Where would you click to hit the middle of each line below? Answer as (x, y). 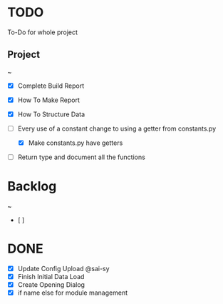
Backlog (32, 187)
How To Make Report (48, 100)
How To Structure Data (51, 114)
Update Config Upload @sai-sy (63, 269)
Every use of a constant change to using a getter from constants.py (117, 128)
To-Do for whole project (43, 32)
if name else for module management (73, 293)
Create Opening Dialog (51, 285)
